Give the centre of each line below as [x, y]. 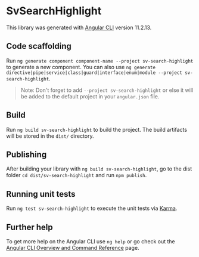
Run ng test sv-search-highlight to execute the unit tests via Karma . [92, 208]
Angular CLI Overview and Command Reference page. [73, 248]
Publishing [27, 154]
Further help [30, 227]
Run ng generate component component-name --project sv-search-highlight [100, 60]
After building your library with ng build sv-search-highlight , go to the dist [99, 169]
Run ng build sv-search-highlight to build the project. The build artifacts [97, 129]
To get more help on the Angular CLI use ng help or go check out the [91, 241]
